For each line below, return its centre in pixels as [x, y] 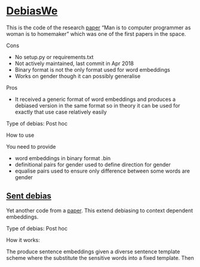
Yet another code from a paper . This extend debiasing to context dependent [100, 210]
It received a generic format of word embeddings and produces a [95, 99]
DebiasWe [32, 11]
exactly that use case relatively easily [61, 112]
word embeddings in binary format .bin [63, 158]
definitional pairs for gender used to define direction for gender [93, 164]
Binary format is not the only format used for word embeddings [92, 69]
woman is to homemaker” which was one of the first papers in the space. [96, 33]
